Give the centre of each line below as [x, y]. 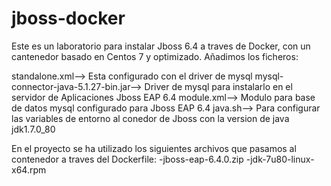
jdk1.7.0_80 [33, 129]
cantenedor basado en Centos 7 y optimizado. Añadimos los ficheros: [155, 56]
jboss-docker [68, 18]
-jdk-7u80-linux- [280, 159]
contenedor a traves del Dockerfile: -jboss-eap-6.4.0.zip [127, 159]
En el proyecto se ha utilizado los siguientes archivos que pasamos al [154, 148]
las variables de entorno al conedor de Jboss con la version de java [150, 118]
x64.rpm [29, 169]
